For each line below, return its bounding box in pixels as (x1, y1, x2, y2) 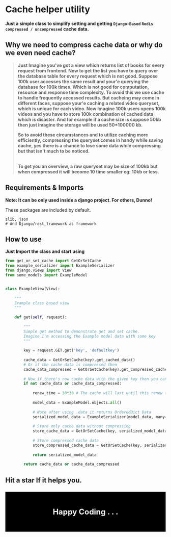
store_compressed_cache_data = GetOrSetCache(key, (32, 443, 142, 448)
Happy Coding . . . (52, 506, 119, 517)
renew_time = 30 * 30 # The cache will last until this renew (32, 391, 163, 396)
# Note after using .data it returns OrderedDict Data (32, 410, 152, 415)
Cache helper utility (5, 4, 91, 15)
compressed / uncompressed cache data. (5, 25, 89, 32)
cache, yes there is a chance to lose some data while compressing (17, 142, 161, 148)
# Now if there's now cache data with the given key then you (23, 376, 158, 381)
